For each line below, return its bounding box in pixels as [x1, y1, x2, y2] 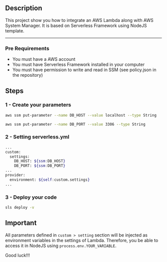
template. [5, 27, 25, 34]
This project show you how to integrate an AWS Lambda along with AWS [5, 17, 154, 23]
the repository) [12, 72, 43, 78]
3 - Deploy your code [5, 194, 57, 201]
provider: [5, 173, 26, 178]
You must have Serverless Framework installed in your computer [12, 62, 145, 68]
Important [5, 219, 37, 227]
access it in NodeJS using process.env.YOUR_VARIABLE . [5, 243, 117, 249]
